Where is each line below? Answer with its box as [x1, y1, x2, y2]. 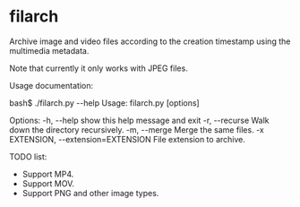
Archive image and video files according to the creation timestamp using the [9, 36, 291, 47]
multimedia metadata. [9, 45, 90, 56]
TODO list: [9, 151, 47, 162]
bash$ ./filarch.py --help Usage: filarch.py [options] [9, 97, 200, 108]
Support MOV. [21, 177, 74, 189]
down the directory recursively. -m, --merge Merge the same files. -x [9, 124, 264, 135]
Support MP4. [21, 168, 74, 179]
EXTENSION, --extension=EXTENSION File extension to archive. [9, 134, 246, 144]
